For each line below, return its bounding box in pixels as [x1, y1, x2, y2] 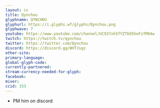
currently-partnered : [5, 64, 52, 70]
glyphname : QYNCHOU [5, 17, 47, 22]
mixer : [5, 79, 19, 84]
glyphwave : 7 [5, 27, 33, 32]
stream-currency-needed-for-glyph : [5, 70, 82, 75]
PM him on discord [12, 98, 53, 104]
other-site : [5, 50, 31, 55]
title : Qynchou [5, 12, 38, 17]
